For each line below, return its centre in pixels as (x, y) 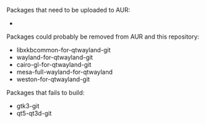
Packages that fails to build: (46, 93)
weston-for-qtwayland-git (53, 79)
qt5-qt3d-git (34, 113)
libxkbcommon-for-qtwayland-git (64, 50)
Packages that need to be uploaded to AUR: (68, 10)
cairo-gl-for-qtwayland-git (54, 64)
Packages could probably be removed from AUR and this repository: (103, 37)
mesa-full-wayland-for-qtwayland (65, 72)
